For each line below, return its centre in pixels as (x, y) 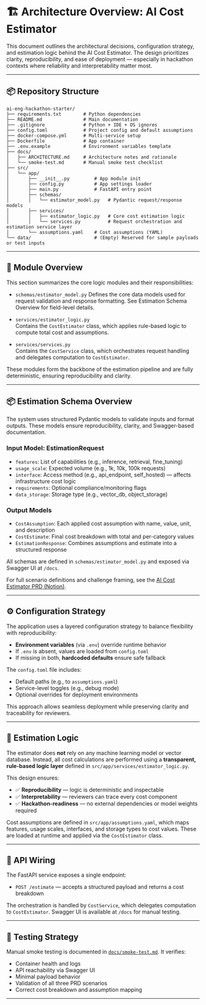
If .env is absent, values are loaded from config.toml (82, 651)
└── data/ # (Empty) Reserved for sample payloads (103, 238)
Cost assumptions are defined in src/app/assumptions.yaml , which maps (98, 822)
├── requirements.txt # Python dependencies (74, 114)
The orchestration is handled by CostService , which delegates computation (101, 906)
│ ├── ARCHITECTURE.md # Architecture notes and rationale (91, 157)
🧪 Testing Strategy (42, 937)
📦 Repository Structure (53, 92)
